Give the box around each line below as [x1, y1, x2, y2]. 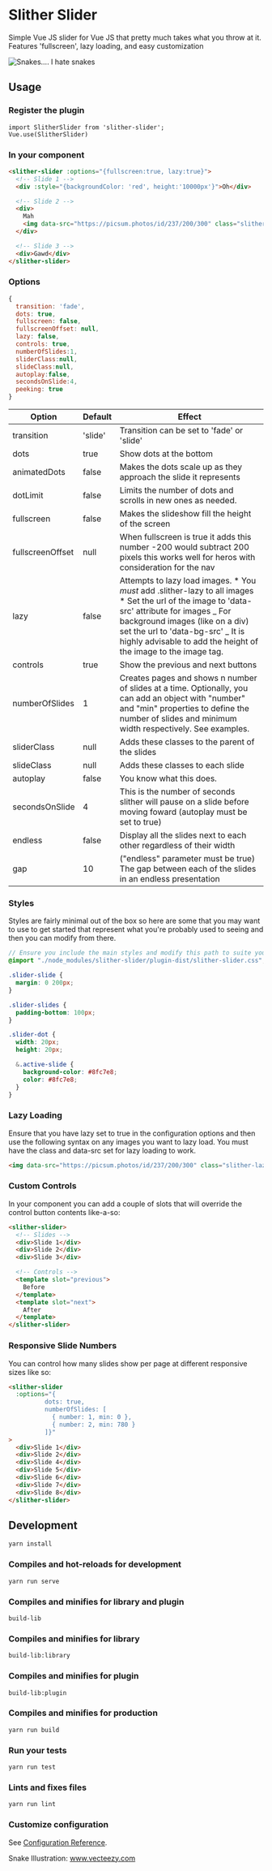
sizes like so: [8, 1367, 51, 1377]
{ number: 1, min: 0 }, [51, 1413, 132, 1421]
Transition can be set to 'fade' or [119, 425, 244, 436]
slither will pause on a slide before [119, 796, 249, 808]
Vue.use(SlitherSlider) [8, 130, 89, 139]
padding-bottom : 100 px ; [15, 1008, 96, 1016]
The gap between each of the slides [119, 863, 257, 874]
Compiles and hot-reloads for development [8, 1558, 182, 1570]
